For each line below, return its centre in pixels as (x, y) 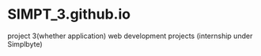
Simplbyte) (25, 44)
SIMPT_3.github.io (69, 14)
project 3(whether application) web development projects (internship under (130, 36)
